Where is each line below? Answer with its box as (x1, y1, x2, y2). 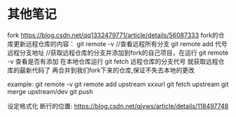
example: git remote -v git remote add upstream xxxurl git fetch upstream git (7, 80, 229, 88)
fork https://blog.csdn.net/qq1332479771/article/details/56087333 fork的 (7, 31, 219, 39)
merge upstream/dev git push (7, 87, 93, 95)
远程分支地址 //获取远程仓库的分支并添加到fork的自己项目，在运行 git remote (7, 48, 229, 57)
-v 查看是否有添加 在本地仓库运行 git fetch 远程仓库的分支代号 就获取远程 (7, 57, 219, 65)
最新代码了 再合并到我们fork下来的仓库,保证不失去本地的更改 (19, 66, 195, 74)
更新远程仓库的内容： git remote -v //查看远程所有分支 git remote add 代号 (13, 39, 228, 48)
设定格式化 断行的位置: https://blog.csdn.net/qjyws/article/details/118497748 (7, 102, 229, 110)
